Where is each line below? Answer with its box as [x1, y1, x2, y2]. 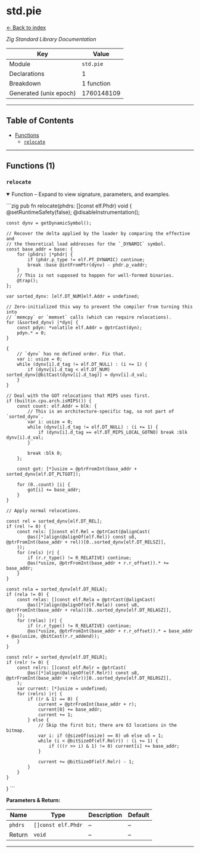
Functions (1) [6, 161, 55, 171]
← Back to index [6, 24, 46, 31]
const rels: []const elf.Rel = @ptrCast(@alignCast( [17, 529, 151, 535]
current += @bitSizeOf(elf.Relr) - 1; [37, 759, 135, 765]
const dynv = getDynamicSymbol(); [6, 220, 92, 227]
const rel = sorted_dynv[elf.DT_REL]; [6, 518, 102, 524]
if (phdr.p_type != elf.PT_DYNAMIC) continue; [27, 257, 145, 263]
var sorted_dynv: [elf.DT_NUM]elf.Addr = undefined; [6, 293, 140, 299]
